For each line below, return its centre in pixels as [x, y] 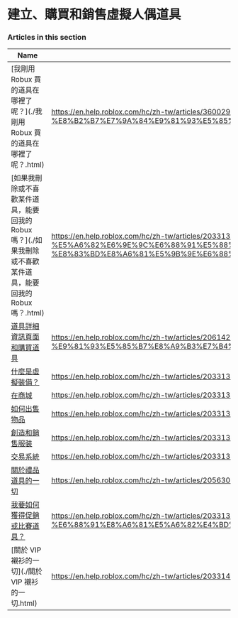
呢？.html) [28, 165]
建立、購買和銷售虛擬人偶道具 [95, 15]
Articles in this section [47, 38]
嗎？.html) [28, 313]
